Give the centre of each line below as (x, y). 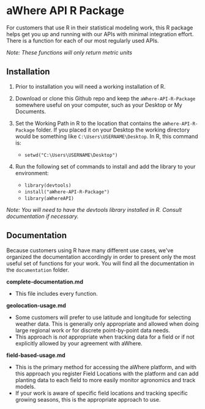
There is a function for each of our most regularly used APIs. (83, 40)
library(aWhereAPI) (49, 198)
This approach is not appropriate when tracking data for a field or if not (105, 337)
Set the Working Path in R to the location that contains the (88, 123)
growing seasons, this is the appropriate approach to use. (88, 399)
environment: (32, 173)
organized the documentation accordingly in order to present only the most (101, 257)
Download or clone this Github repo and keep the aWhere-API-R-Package (105, 98)
